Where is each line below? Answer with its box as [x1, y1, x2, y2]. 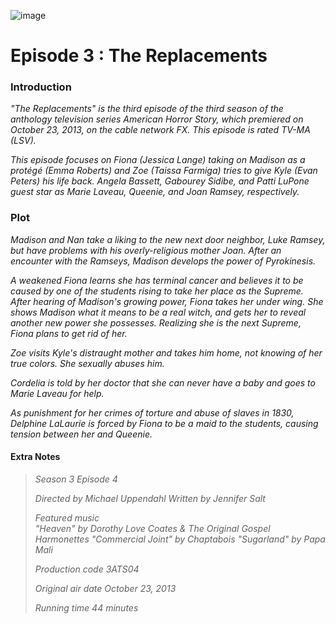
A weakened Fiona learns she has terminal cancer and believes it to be [10, 274, 304, 286]
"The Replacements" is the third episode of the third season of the [10, 103, 284, 115]
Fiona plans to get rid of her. [10, 327, 128, 339]
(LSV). [10, 135, 37, 147]
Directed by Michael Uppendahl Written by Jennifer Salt [34, 492, 266, 504]
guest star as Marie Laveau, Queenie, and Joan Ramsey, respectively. [10, 186, 300, 198]
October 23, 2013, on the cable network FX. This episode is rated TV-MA [10, 124, 311, 136]
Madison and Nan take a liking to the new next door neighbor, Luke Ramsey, [10, 233, 326, 245]
